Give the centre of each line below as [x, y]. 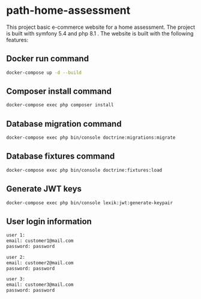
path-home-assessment [68, 11]
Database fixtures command [61, 156]
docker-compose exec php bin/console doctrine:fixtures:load [84, 170]
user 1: [16, 235]
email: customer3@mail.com [40, 285]
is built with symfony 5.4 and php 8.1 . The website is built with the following [100, 33]
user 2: [16, 257]
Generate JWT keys [44, 189]
